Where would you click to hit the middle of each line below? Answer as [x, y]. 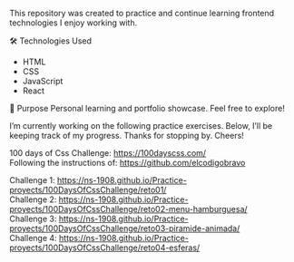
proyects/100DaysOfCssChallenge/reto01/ [88, 190]
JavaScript [43, 81]
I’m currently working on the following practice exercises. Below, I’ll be [141, 126]
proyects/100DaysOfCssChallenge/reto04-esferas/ [105, 247]
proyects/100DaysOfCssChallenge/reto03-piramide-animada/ [125, 228]
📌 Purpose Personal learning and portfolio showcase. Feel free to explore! [147, 108]
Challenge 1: [32, 180]
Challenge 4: [33, 238]
